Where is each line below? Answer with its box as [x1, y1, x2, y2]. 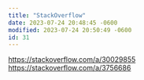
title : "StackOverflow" [8, 11, 87, 20]
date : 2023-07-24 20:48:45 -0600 [8, 19, 118, 27]
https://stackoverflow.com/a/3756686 [8, 64, 131, 73]
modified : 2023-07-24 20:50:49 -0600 [8, 26, 132, 34]
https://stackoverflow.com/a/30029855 [8, 55, 136, 64]
